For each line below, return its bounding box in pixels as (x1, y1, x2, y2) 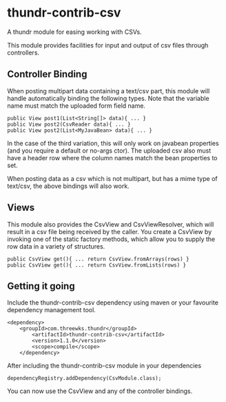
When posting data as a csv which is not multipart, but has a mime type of (7, 174, 218, 182)
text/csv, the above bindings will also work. (7, 182, 130, 190)
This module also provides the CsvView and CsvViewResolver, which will (7, 220, 214, 229)
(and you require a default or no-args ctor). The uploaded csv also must (7, 146, 212, 155)
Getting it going (7, 280, 75, 291)
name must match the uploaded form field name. (7, 102, 146, 110)
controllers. (7, 48, 40, 57)
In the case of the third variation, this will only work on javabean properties (7, 139, 219, 147)
